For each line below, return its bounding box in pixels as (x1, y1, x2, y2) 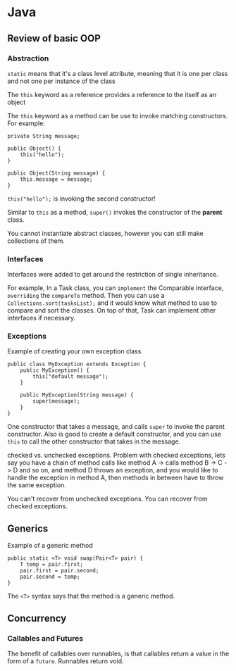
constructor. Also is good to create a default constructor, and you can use (7, 430, 222, 439)
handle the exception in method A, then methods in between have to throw (7, 473, 224, 482)
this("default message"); (32, 373, 109, 380)
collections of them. (7, 237, 66, 245)
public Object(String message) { (7, 170, 106, 177)
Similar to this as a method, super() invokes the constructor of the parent (7, 208, 223, 216)
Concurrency (7, 612, 67, 624)
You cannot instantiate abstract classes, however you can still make (7, 229, 204, 237)
